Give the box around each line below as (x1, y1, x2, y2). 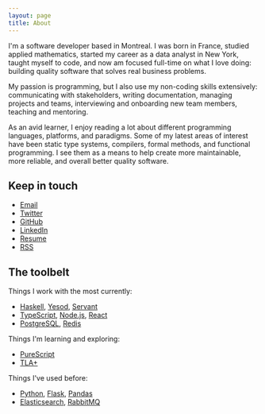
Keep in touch (8, 179, 79, 192)
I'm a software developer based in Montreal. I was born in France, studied (8, 41, 250, 50)
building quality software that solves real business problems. (8, 66, 206, 75)
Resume (19, 234, 47, 243)
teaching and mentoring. (8, 106, 89, 116)
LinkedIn (19, 226, 48, 235)
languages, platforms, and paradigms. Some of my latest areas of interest (8, 130, 248, 140)
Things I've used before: (8, 373, 89, 383)
